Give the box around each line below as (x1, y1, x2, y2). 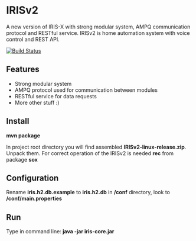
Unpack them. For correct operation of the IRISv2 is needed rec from (6, 149, 174, 157)
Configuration (6, 173, 59, 183)
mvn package (6, 131, 40, 139)
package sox (6, 156, 38, 163)
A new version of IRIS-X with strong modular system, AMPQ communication (6, 23, 191, 30)
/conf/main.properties (6, 195, 62, 202)
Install (6, 116, 30, 126)
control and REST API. (6, 36, 60, 43)
